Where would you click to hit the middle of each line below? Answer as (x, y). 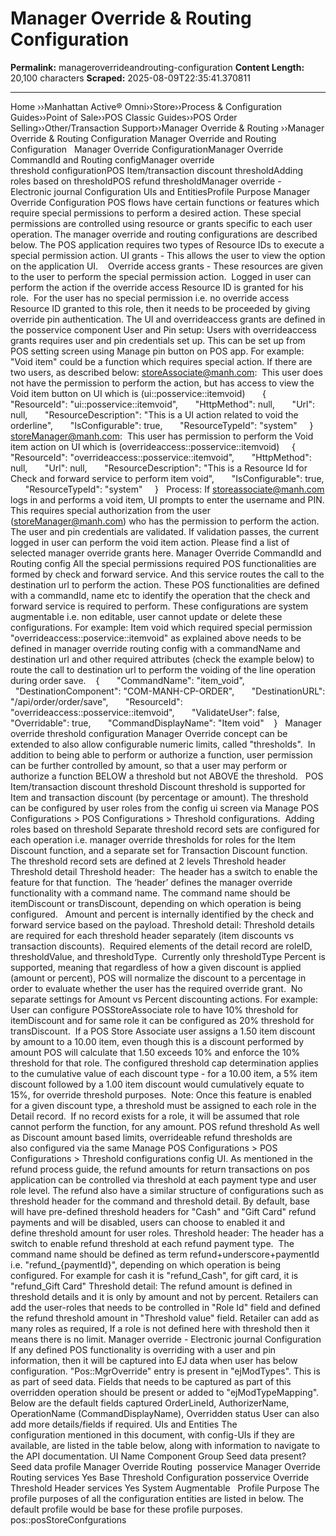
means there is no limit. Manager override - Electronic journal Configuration (166, 1339)
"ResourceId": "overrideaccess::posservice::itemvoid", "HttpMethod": (161, 457)
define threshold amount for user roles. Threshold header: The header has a (167, 1233)
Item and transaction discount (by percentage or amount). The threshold (159, 797)
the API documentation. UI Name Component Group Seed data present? (158, 1456)
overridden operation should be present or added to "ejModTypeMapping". (165, 1392)
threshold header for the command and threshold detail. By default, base (160, 1201)
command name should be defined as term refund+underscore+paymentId (165, 1254)
